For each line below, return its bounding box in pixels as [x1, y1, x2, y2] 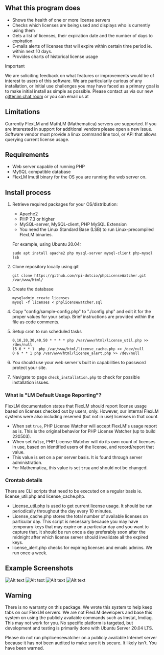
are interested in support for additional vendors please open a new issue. [5, 126, 153, 132]
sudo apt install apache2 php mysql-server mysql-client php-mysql [12, 251, 153, 256]
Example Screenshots [5, 564, 73, 572]
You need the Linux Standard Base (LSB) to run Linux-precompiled [19, 227, 154, 232]
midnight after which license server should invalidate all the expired [12, 534, 148, 540]
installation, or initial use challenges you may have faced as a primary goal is [5, 83, 160, 89]
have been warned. [5, 645, 44, 651]
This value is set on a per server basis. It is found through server [12, 454, 142, 460]
